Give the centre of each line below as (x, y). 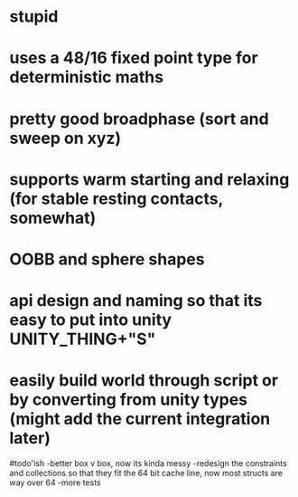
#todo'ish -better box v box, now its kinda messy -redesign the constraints (148, 464)
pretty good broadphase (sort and (139, 119)
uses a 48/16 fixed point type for (134, 58)
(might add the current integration (140, 419)
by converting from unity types (129, 400)
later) (30, 439)
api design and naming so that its (136, 301)
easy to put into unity (91, 320)
